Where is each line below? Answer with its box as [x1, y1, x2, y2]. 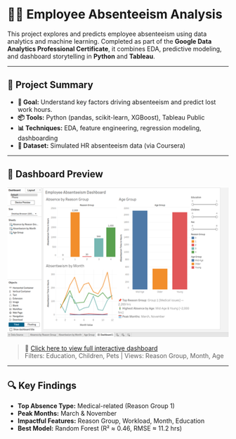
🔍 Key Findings [7, 379, 77, 391]
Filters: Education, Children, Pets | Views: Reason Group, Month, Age [24, 352, 224, 360]
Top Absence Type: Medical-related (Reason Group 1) [17, 401, 176, 410]
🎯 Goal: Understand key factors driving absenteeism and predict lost [17, 98, 216, 106]
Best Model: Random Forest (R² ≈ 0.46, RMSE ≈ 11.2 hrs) [17, 424, 183, 432]
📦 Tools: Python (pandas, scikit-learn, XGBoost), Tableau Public [17, 113, 205, 122]
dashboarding [17, 134, 58, 142]
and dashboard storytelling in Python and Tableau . [7, 52, 156, 61]
